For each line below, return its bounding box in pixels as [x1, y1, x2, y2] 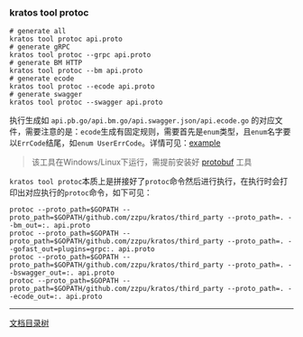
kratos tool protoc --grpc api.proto [9, 51, 151, 60]
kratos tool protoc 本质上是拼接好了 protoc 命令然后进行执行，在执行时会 [9, 176, 280, 187]
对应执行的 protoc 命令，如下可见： [24, 187, 152, 198]
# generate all [9, 27, 67, 36]
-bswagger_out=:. [9, 268, 75, 277]
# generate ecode [9, 74, 75, 83]
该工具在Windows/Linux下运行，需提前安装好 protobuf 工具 [31, 156, 252, 168]
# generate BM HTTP [9, 59, 83, 68]
